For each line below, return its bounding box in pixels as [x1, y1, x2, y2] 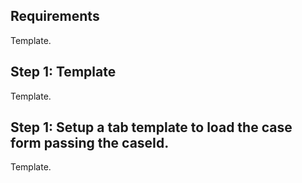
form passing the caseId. [10, 135, 170, 152]
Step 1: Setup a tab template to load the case [10, 119, 293, 136]
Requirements [10, 8, 100, 25]
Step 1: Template [10, 64, 117, 81]
